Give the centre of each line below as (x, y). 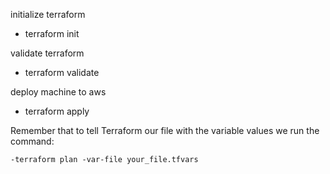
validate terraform (47, 53)
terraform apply (57, 111)
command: (32, 141)
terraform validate (62, 72)
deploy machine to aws (58, 92)
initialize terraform (48, 14)
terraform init (52, 33)
